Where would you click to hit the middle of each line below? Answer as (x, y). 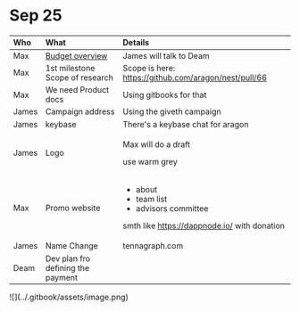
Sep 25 (36, 16)
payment (62, 277)
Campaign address (80, 111)
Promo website (73, 208)
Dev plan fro (68, 258)
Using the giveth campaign (172, 111)
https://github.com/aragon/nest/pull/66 (195, 78)
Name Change (71, 246)
